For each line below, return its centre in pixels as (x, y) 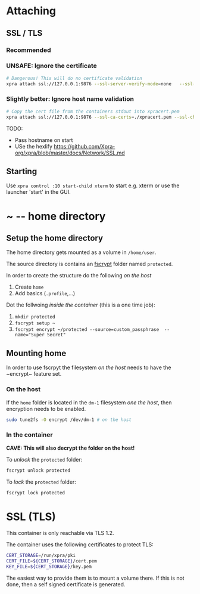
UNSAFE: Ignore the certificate (51, 66)
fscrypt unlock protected (38, 470)
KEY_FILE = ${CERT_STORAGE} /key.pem (49, 567)
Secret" (56, 335)
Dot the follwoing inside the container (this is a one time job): (81, 305)
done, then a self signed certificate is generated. (66, 584)
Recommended (29, 50)
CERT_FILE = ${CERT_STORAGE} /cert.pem (51, 561)
